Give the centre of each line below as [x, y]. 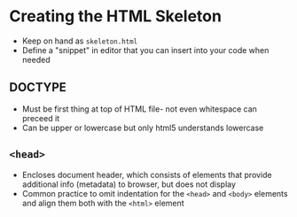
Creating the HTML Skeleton [115, 16]
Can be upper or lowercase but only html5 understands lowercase [143, 128]
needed [36, 59]
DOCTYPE [38, 87]
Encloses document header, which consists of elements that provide [147, 174]
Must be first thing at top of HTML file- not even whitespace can [139, 109]
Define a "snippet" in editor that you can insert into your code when [145, 50]
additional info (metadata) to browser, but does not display [129, 184]
